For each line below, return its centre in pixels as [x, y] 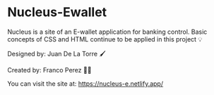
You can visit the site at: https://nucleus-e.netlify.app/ [85, 83]
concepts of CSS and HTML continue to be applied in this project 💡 [105, 39]
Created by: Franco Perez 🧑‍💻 [49, 70]
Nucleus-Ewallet [57, 12]
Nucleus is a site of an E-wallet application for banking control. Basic [107, 32]
